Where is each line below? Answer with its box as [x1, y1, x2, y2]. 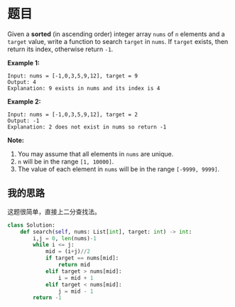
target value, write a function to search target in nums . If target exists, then [7, 37, 229, 45]
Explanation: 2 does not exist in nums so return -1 [7, 123, 167, 131]
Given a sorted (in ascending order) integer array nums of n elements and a [7, 29, 225, 38]
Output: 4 [7, 78, 37, 85]
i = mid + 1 [58, 274, 94, 281]
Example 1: [7, 58, 40, 67]
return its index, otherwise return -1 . [7, 45, 114, 53]
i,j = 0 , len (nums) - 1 [33, 235, 97, 242]
